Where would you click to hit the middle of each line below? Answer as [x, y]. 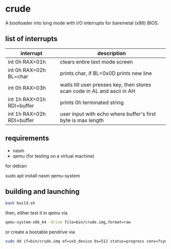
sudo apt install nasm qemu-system [43, 175]
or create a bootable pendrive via [40, 232]
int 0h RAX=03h [27, 88]
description [112, 53]
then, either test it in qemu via [36, 213]
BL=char [18, 76]
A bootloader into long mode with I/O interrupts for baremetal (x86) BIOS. [82, 23]
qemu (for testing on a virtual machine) [53, 156]
